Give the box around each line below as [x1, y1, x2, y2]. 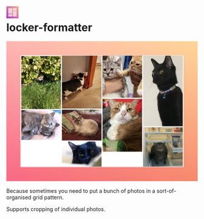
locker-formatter [6, 21, 93, 35]
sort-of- [156, 187, 177, 194]
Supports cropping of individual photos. [6, 205, 106, 212]
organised [6, 193, 32, 201]
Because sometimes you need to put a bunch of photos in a [6, 187, 155, 194]
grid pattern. [32, 193, 64, 201]
